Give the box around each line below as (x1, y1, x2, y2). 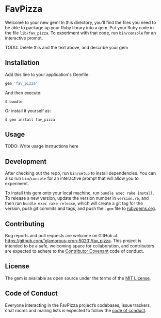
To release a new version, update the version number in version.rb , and (5, 195, 149, 201)
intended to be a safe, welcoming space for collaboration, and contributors (5, 243, 154, 249)
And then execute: (5, 90, 42, 95)
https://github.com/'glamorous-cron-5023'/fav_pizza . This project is (5, 238, 142, 244)
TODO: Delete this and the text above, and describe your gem (5, 44, 129, 50)
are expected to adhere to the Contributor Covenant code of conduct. (5, 248, 144, 254)
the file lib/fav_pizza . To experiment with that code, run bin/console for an (5, 30, 156, 36)
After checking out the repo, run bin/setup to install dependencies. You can (5, 170, 156, 176)
